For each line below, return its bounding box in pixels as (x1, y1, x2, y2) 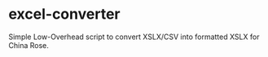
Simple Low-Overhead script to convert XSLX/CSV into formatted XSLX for (8, 32, 260, 42)
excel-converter (8, 5, 121, 24)
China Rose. (8, 40, 49, 50)
